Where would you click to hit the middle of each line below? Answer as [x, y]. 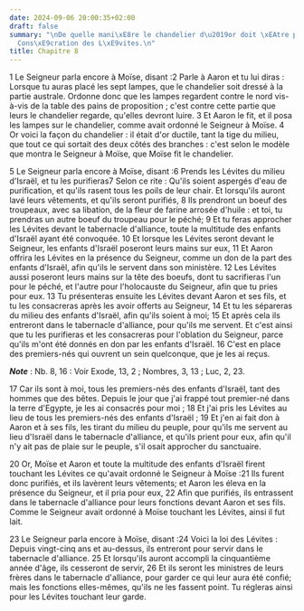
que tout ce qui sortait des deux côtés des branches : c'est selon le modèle [150, 145]
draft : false [34, 26]
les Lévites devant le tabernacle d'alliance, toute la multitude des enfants [145, 229]
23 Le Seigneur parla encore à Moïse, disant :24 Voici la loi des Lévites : [143, 540]
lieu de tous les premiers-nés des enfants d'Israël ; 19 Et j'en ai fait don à [145, 418]
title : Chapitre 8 [44, 52]
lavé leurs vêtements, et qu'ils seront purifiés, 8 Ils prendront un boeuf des [148, 201]
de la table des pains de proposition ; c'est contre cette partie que [153, 106]
